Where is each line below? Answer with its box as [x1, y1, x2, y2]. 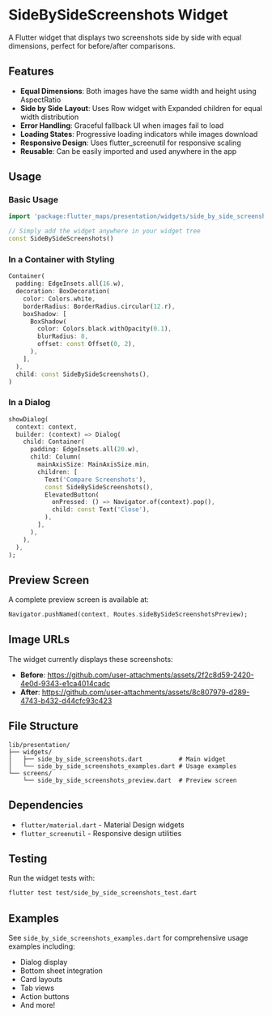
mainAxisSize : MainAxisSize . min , [37, 460, 151, 469]
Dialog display [19, 958, 68, 967]
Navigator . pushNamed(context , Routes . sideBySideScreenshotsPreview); [8, 610, 249, 619]
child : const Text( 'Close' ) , [51, 506, 151, 514]
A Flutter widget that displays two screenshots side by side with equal [8, 32, 242, 42]
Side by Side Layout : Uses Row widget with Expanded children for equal [19, 103, 263, 113]
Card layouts [19, 975, 63, 984]
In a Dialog [8, 397, 51, 408]
